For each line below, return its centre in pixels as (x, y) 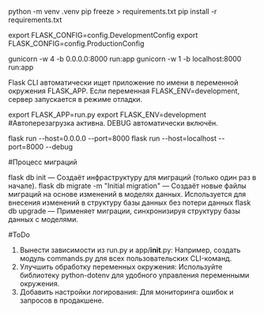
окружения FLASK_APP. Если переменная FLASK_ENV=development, (124, 91)
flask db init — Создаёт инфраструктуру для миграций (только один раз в (132, 177)
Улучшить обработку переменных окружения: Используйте (121, 267)
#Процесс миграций (43, 162)
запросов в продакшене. (62, 300)
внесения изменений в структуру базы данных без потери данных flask (130, 202)
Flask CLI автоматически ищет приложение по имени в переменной (123, 83)
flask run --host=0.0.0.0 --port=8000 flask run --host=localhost (113, 138)
